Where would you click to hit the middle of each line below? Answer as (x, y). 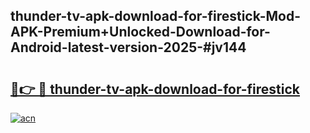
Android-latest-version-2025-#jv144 (128, 47)
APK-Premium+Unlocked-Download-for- (140, 32)
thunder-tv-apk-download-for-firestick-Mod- (156, 16)
